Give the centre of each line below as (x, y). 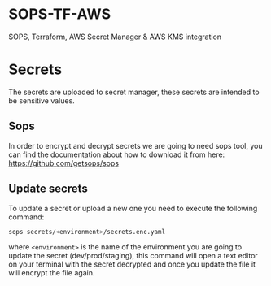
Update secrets (48, 189)
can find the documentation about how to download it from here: (117, 154)
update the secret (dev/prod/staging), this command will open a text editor (133, 256)
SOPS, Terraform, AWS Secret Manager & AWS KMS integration (115, 37)
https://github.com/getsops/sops (64, 162)
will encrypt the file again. (52, 273)
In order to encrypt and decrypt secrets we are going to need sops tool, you (135, 145)
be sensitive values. (42, 100)
